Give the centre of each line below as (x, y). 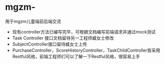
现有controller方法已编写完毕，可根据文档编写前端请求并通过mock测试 (84, 32)
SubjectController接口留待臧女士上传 (50, 44)
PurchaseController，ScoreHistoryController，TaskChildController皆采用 (86, 50)
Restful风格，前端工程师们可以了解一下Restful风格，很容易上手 (76, 56)
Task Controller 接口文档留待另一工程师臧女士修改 (63, 38)
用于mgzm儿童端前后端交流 (33, 21)
